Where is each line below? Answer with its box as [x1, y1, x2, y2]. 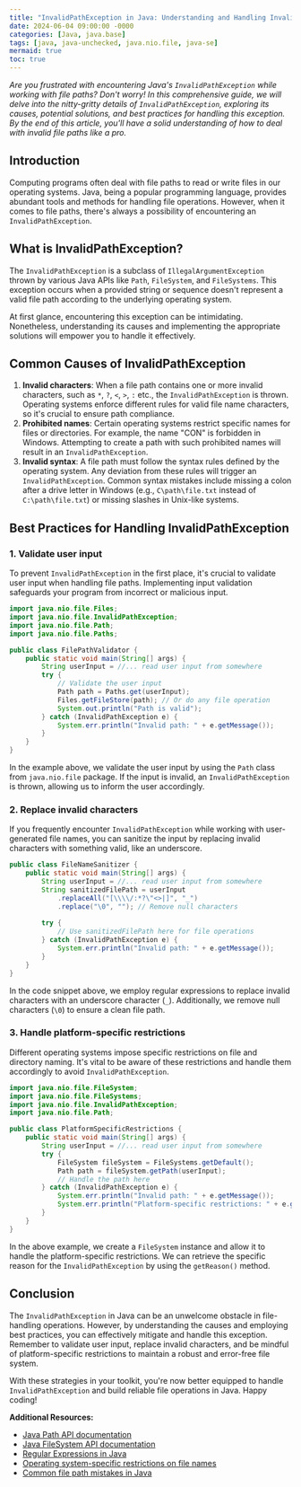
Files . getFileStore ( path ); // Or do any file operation [56, 695, 271, 705]
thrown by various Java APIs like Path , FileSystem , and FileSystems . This [9, 275, 278, 286]
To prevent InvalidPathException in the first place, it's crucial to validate [9, 568, 276, 579]
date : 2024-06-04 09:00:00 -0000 [9, 22, 134, 31]
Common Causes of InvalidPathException [9, 356, 246, 372]
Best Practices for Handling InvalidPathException [9, 520, 289, 535]
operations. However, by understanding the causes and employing [43, 1319, 288, 1330]
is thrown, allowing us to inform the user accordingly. [9, 781, 205, 791]
